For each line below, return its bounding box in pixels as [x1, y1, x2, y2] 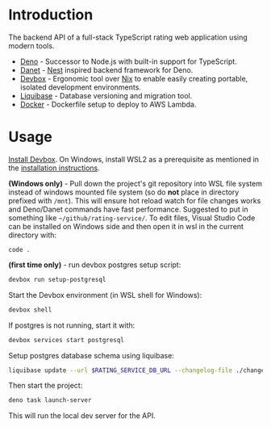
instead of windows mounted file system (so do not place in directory [8, 187, 240, 197]
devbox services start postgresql [8, 336, 125, 344]
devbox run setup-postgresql [8, 275, 106, 283]
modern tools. [8, 40, 55, 50]
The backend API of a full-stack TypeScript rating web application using [8, 32, 248, 42]
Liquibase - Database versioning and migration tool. [19, 90, 193, 100]
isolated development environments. [19, 82, 141, 92]
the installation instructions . [8, 163, 100, 173]
